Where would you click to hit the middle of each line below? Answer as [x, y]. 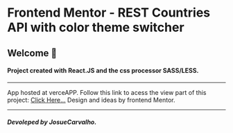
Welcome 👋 [32, 53]
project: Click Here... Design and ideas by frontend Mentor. [91, 100]
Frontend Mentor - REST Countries [109, 13]
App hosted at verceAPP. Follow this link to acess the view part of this [107, 92]
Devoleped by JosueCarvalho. [52, 122]
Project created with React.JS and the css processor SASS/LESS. [103, 71]
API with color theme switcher [96, 27]
